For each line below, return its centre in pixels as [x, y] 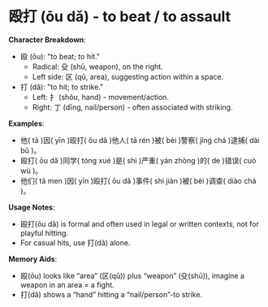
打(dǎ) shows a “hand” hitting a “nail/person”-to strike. [111, 294]
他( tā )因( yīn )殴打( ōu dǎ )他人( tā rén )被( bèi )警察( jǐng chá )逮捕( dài [140, 140]
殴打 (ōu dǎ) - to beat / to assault [120, 17]
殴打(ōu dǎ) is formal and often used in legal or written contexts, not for [140, 223]
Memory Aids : [33, 259]
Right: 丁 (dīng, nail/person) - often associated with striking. [132, 107]
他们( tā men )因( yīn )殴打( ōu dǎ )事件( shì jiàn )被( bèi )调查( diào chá [138, 180]
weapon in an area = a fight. [67, 284]
